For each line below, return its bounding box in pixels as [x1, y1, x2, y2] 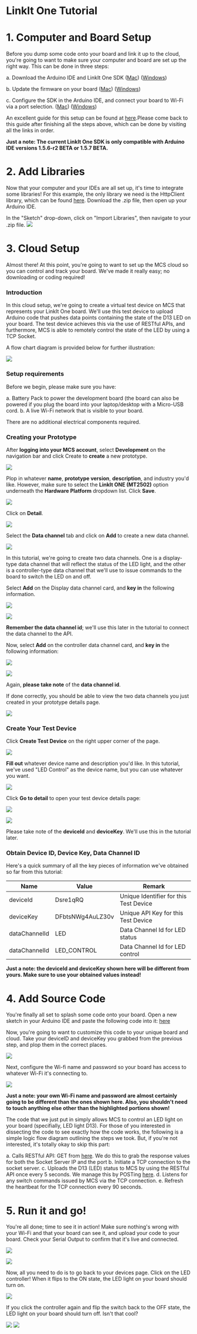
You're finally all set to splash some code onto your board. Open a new [6, 1011, 177, 1018]
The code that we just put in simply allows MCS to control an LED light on [6, 1116, 183, 1123]
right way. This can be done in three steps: [6, 63, 110, 70]
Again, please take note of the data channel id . [6, 681, 121, 688]
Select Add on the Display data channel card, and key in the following [6, 584, 175, 591]
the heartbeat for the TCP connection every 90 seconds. [6, 1183, 143, 1190]
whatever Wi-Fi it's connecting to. [6, 1070, 88, 1077]
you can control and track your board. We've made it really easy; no [6, 268, 170, 274]
